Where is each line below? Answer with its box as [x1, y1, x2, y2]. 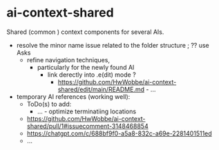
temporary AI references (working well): [16, 92, 131, 101]
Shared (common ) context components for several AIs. [6, 28, 164, 36]
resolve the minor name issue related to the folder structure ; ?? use [16, 41, 210, 49]
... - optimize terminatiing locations [37, 107, 136, 115]
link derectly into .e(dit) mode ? [47, 71, 136, 79]
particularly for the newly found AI [37, 63, 135, 71]
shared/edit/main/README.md [57, 85, 145, 93]
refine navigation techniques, [26, 55, 110, 64]
